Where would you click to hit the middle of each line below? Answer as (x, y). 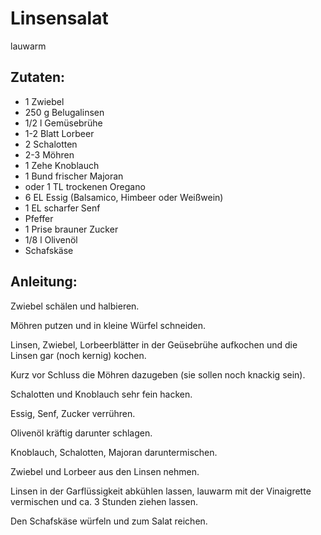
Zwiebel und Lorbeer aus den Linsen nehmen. (105, 471)
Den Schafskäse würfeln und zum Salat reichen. (109, 521)
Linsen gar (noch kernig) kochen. (78, 355)
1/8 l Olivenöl (51, 239)
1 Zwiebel (44, 101)
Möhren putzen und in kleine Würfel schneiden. (108, 325)
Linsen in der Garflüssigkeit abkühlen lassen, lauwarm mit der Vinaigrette (161, 491)
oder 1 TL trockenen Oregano (85, 186)
